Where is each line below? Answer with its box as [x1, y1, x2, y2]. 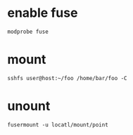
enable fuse [7, 5, 78, 21]
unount [7, 98, 51, 114]
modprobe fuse [7, 28, 49, 35]
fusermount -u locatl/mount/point [7, 121, 109, 128]
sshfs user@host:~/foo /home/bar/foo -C [7, 75, 128, 82]
